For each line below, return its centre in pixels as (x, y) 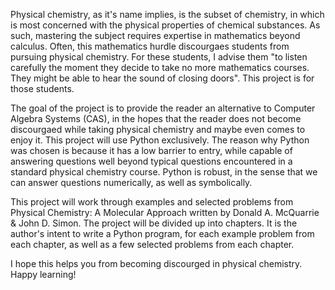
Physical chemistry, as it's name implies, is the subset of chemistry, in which (167, 14)
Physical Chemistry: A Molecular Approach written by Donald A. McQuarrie (165, 212)
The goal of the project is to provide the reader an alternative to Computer (163, 108)
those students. (42, 88)
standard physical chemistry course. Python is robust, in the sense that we (164, 172)
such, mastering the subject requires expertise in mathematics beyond (155, 35)
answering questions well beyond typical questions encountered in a (151, 161)
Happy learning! (43, 274)
